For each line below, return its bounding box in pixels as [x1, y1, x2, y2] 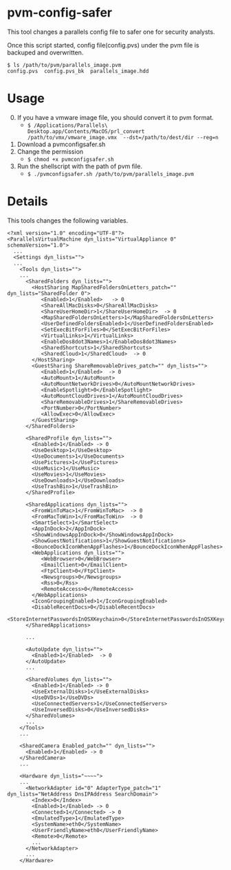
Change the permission [16, 147, 84, 156]
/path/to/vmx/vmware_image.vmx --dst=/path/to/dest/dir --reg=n [27, 134, 219, 141]
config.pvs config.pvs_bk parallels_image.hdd [7, 68, 149, 74]
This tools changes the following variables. [7, 216, 129, 225]
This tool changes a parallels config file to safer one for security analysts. [7, 28, 215, 36]
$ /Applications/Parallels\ [27, 122, 108, 129]
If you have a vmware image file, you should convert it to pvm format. [16, 113, 214, 121]
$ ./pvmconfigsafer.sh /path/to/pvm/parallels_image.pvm [27, 170, 195, 177]
